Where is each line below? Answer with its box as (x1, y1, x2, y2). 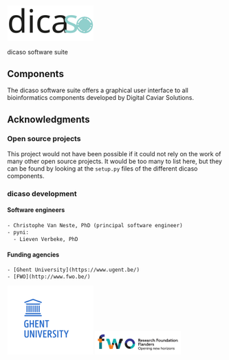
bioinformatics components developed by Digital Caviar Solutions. (7, 94, 195, 102)
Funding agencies (7, 250, 60, 259)
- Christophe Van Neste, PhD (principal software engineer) (7, 222, 184, 229)
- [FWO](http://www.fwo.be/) (7, 273, 91, 280)
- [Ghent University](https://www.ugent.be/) (7, 266, 140, 273)
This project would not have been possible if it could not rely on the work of (7, 149, 221, 158)
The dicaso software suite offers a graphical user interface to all (7, 86, 189, 94)
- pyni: (7, 229, 30, 235)
